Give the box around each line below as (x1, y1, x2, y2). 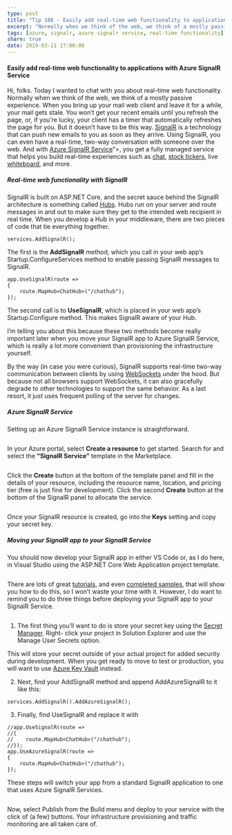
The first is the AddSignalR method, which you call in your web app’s (7, 248, 204, 256)
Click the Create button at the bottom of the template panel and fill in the (7, 471, 214, 480)
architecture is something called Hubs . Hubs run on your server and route (7, 200, 217, 209)
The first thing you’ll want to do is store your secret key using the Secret (17, 621, 223, 630)
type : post (7, 10, 39, 17)
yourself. (7, 349, 32, 357)
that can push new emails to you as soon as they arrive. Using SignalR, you (7, 131, 221, 139)
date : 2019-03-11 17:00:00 (7, 42, 85, 49)
